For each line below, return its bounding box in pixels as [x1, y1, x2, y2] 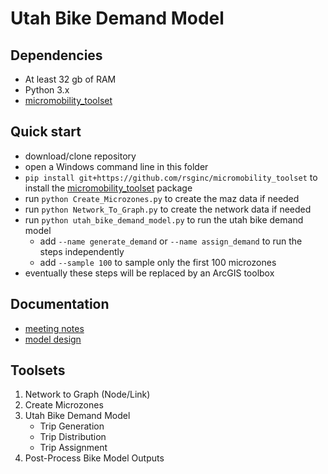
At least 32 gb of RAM [24, 73, 117, 85]
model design [24, 333, 82, 345]
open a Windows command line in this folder [24, 160, 209, 172]
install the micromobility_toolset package [24, 182, 193, 194]
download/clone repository [24, 150, 137, 162]
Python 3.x [24, 84, 70, 96]
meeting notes [24, 322, 85, 334]
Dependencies [10, 47, 103, 64]
